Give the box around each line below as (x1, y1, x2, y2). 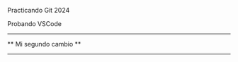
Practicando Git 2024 (7, 6, 70, 14)
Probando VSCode (7, 20, 62, 27)
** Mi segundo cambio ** (7, 40, 81, 48)
